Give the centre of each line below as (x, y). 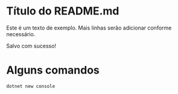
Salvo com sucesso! (31, 46)
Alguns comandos (53, 70)
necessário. (21, 34)
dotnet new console (31, 86)
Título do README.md (63, 11)
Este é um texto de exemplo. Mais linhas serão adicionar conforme (89, 28)
